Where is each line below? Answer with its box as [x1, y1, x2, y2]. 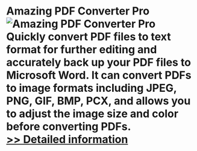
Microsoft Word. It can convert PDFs [6, 68, 192, 82]
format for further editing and [6, 43, 157, 57]
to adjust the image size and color [6, 107, 179, 121]
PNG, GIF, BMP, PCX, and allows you [6, 94, 191, 108]
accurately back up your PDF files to [6, 56, 192, 69]
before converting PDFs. [6, 120, 131, 133]
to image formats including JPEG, [6, 82, 177, 95]
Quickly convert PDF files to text [6, 30, 171, 43]
